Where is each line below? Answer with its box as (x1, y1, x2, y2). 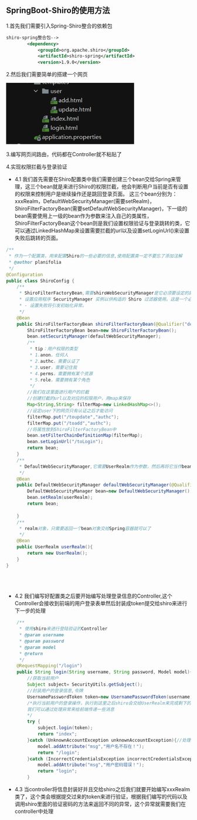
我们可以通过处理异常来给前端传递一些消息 (27, 706, 115, 712)
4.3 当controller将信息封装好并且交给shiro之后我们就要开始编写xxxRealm (14, 786, 191, 793)
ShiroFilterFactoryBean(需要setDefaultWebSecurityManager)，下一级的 (14, 205, 188, 212)
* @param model (19, 644, 57, 650)
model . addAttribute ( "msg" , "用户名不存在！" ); (37, 743, 145, 750)
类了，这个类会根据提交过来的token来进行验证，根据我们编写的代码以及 (14, 793, 188, 800)
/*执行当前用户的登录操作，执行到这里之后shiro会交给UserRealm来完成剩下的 (27, 700, 192, 706)
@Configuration (6, 272, 43, 278)
